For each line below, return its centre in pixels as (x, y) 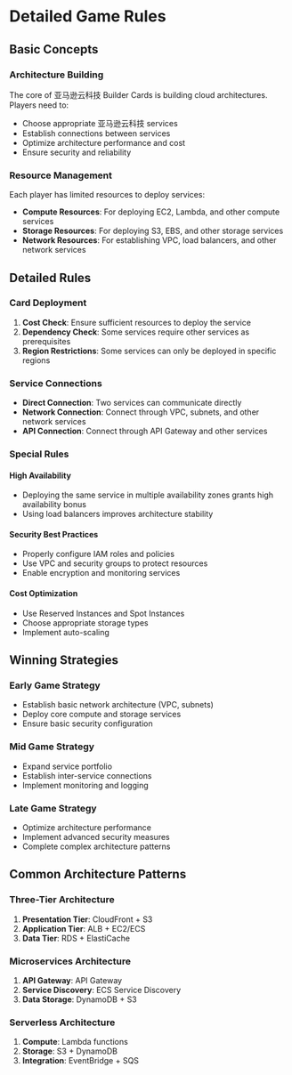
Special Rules (39, 454)
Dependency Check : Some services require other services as (136, 332)
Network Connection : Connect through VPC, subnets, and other (141, 412)
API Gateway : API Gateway (72, 980)
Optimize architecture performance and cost (103, 142)
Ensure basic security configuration (87, 723)
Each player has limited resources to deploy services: (107, 195)
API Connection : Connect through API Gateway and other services (145, 431)
